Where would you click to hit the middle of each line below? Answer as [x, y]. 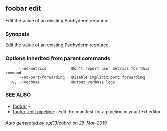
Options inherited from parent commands [58, 58]
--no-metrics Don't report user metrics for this [84, 69]
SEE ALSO [18, 95]
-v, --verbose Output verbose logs [63, 82]
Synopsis [17, 34]
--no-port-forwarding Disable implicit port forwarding [82, 78]
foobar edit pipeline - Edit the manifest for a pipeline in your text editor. [87, 111]
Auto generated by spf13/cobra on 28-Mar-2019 [56, 123]
